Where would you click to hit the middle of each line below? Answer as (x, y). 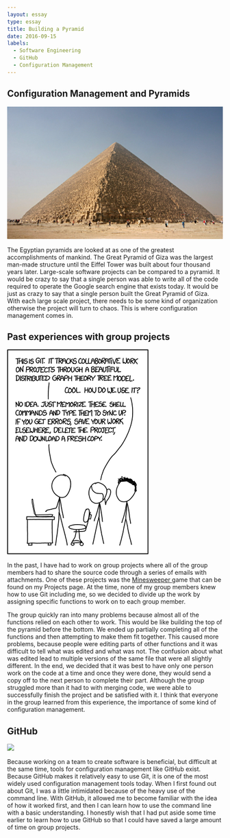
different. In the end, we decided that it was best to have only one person (110, 666)
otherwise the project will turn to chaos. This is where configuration (102, 308)
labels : (18, 44)
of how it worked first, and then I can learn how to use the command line (110, 806)
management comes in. (40, 315)
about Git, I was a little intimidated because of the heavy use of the (101, 791)
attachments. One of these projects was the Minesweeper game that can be (114, 580)
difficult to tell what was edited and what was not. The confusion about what (115, 652)
